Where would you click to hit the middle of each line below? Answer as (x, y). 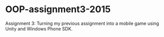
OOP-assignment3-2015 (58, 9)
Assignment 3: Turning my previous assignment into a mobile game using (82, 23)
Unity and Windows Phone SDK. (39, 28)
